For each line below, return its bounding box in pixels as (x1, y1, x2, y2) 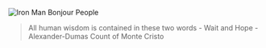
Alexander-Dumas (27, 32, 89, 41)
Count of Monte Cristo (89, 32, 164, 41)
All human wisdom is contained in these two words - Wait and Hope (27, 23, 254, 32)
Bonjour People (48, 8, 99, 17)
